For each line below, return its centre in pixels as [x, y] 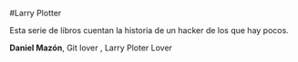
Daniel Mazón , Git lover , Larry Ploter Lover [91, 48]
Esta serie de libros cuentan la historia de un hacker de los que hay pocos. [149, 30]
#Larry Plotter [36, 13]
